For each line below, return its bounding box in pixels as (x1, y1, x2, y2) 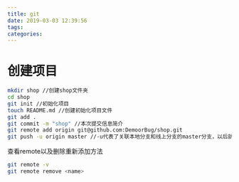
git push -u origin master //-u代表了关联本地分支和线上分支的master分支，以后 (7, 133, 228, 141)
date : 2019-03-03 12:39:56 (7, 17, 87, 24)
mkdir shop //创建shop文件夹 (7, 87, 89, 95)
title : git (7, 10, 40, 18)
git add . (7, 113, 37, 121)
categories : (7, 30, 43, 38)
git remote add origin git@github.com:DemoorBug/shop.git (7, 127, 183, 134)
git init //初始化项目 (7, 100, 70, 107)
